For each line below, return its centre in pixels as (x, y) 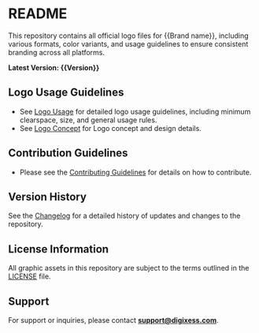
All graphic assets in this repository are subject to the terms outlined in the (129, 268)
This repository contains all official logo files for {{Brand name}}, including (129, 36)
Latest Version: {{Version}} (54, 67)
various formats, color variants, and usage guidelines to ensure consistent (128, 43)
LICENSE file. (30, 276)
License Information (58, 249)
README (38, 14)
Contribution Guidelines (68, 153)
